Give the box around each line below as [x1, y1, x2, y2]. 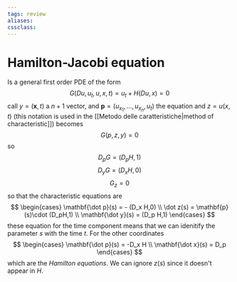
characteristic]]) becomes [7, 120, 84, 128]
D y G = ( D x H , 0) [97, 166, 142, 176]
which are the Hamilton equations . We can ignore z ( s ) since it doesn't [7, 258, 212, 267]
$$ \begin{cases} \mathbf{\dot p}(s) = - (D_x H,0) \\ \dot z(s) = [10, 202, 195, 211]
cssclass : [7, 23, 37, 31]
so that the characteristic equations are [7, 192, 122, 200]
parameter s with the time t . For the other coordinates [7, 229, 164, 237]
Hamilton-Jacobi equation [7, 54, 165, 70]
